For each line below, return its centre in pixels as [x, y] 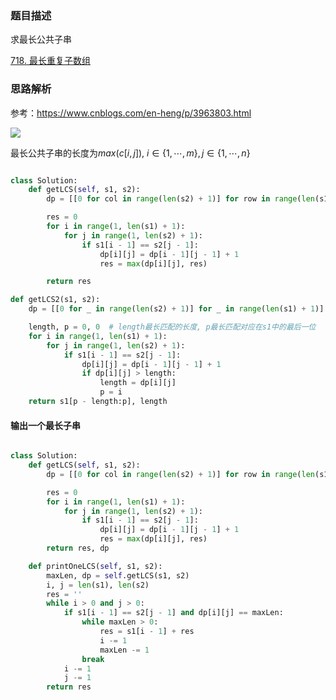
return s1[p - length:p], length [98, 402]
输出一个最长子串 [45, 425]
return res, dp [78, 548]
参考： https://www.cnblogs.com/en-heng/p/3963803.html [131, 113]
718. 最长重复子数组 [50, 61]
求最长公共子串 [41, 39]
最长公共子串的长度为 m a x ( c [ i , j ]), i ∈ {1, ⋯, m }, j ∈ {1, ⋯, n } [130, 153]
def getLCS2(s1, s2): [55, 300]
